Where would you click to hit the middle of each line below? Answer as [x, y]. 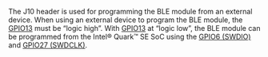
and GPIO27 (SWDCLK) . [48, 45]
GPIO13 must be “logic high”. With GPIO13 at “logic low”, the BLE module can [134, 28]
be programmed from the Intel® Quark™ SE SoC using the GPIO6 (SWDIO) [130, 36]
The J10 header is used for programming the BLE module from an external [130, 11]
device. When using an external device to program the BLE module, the [126, 20]
